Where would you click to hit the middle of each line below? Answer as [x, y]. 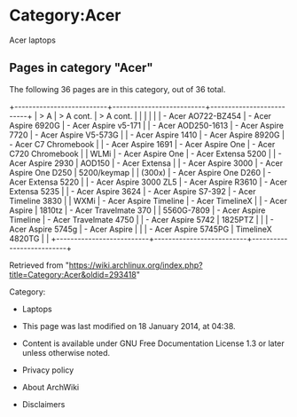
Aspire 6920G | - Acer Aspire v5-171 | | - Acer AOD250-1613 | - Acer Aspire [146, 125]
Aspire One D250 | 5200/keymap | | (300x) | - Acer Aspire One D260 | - [141, 172]
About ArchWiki [51, 387]
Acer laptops [32, 40]
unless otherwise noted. [66, 352]
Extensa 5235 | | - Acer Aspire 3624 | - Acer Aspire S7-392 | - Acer [133, 191]
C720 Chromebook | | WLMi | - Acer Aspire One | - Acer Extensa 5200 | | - [145, 153]
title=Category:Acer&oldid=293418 [73, 274]
